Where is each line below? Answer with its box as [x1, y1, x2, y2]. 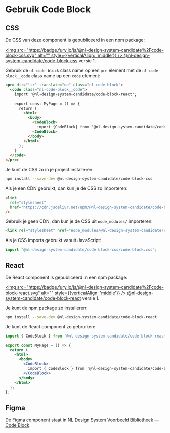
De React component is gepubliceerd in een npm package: [5, 274, 128, 280]
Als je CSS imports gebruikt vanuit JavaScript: [5, 237, 101, 244]
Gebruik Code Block [5, 4, 91, 15]
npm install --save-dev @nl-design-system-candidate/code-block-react [5, 314, 157, 319]
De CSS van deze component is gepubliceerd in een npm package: [5, 37, 145, 43]
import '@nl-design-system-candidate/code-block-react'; [14, 92, 137, 97]
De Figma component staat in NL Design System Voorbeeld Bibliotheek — [5, 417, 159, 423]
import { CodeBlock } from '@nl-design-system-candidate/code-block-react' [5, 333, 168, 339]
